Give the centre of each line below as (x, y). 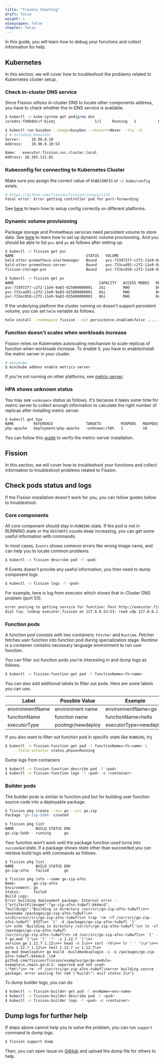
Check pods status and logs (48, 485)
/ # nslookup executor (28, 135)
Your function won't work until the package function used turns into (73, 842)
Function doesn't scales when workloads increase (66, 332)
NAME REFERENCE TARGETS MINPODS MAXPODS (82, 424)
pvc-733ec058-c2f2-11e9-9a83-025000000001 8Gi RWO (68, 297)
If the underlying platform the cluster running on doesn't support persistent (81, 306)
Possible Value (78, 701)
